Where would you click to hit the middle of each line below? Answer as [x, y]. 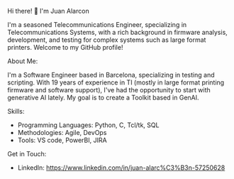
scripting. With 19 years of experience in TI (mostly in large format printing [116, 82]
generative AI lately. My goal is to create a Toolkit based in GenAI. [104, 97]
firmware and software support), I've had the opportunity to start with [109, 90]
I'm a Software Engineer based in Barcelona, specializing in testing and [111, 75]
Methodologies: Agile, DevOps [62, 132]
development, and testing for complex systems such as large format [107, 40]
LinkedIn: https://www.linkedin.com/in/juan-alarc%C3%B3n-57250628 [121, 168]
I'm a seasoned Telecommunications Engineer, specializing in [97, 25]
